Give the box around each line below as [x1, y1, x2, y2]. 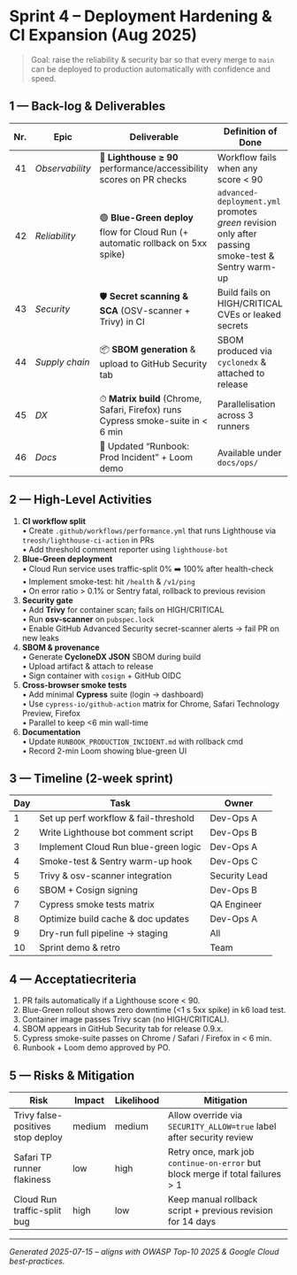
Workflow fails [217, 151, 277, 163]
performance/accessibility [99, 162, 209, 174]
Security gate [21, 595, 73, 606]
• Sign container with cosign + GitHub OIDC [21, 670, 182, 681]
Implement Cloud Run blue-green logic [39, 841, 202, 854]
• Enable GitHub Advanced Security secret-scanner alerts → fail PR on [21, 622, 280, 634]
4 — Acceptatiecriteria [9, 971, 137, 986]
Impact [73, 1094, 104, 1106]
